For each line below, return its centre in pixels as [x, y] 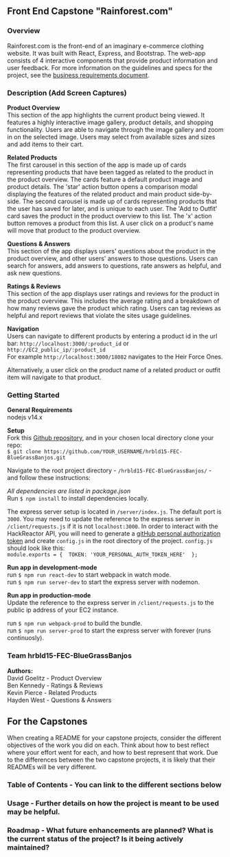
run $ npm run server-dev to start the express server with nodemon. [104, 582]
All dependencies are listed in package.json [69, 491]
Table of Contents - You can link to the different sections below [114, 785]
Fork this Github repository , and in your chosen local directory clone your [111, 438]
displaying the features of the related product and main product [97, 194]
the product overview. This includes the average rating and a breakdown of [113, 301]
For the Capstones [47, 721]
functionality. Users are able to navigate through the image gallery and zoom [115, 129]
